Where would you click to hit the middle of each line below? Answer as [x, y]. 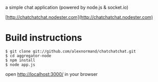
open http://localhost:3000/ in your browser [52, 74]
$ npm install [20, 60]
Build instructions [44, 38]
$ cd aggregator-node [28, 56]
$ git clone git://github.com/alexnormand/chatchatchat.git [71, 51]
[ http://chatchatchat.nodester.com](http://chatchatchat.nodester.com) [79, 17]
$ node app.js [20, 65]
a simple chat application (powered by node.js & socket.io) [67, 7]
